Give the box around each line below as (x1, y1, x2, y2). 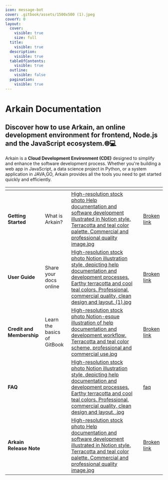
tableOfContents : (9, 58, 46, 63)
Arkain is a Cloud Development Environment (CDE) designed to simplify (5, 155, 155, 161)
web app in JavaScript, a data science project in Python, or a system (5, 165, 146, 171)
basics (44, 328, 61, 335)
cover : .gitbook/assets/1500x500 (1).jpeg (5, 12, 95, 17)
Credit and (7, 325, 33, 332)
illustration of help (71, 319, 113, 326)
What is (44, 212, 63, 219)
